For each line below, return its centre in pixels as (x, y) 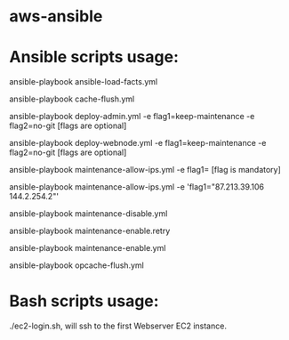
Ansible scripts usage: (94, 57)
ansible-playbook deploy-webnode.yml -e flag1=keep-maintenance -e (138, 143)
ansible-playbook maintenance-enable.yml (88, 248)
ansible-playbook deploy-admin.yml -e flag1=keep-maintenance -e (132, 117)
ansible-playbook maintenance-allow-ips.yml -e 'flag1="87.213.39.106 (137, 187)
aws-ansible (56, 16)
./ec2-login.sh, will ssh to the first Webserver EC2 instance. (118, 326)
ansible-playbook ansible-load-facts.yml (84, 82)
